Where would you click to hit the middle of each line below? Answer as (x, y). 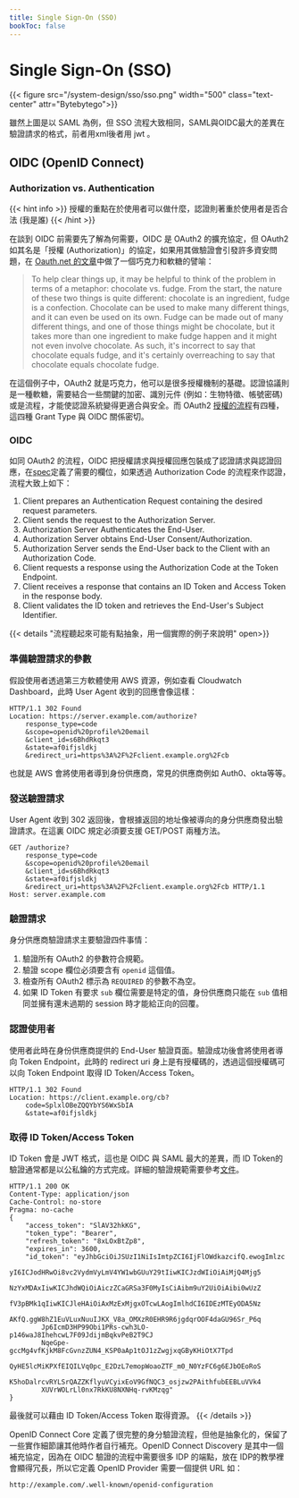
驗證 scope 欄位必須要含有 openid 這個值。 (101, 970)
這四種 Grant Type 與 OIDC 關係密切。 (79, 417)
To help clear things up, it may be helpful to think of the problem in (154, 279)
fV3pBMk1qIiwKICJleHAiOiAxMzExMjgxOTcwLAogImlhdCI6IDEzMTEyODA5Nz (135, 1303)
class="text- (251, 95)
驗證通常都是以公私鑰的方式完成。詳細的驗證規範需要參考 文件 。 (126, 1169)
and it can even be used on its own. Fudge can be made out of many (157, 317)
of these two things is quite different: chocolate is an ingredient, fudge (160, 298)
